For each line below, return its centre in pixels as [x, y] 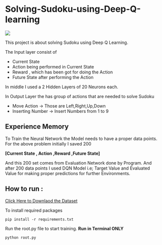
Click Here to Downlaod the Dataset [41, 201]
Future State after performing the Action [53, 77]
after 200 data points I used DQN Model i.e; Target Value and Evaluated [78, 168]
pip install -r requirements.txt [39, 219]
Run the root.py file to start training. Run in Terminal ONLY [65, 228]
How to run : [24, 189]
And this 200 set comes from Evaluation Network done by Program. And [78, 163]
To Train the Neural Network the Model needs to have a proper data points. [81, 139]
